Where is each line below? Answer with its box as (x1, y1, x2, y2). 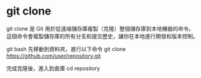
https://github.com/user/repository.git (6, 52, 101, 59)
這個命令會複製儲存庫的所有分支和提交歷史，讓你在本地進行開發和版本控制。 (6, 32, 199, 40)
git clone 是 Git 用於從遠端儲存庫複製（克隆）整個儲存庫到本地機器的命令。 (6, 25, 194, 32)
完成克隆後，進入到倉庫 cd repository (6, 65, 100, 72)
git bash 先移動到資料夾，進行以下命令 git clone (6, 45, 126, 53)
